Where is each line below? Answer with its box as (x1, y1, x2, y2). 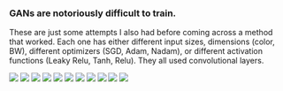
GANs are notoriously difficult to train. (9, 7, 177, 19)
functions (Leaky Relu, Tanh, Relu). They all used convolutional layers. (9, 56, 264, 66)
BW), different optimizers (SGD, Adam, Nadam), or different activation (9, 46, 264, 57)
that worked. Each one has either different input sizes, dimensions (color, (9, 36, 276, 47)
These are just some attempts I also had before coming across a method (9, 27, 273, 38)
